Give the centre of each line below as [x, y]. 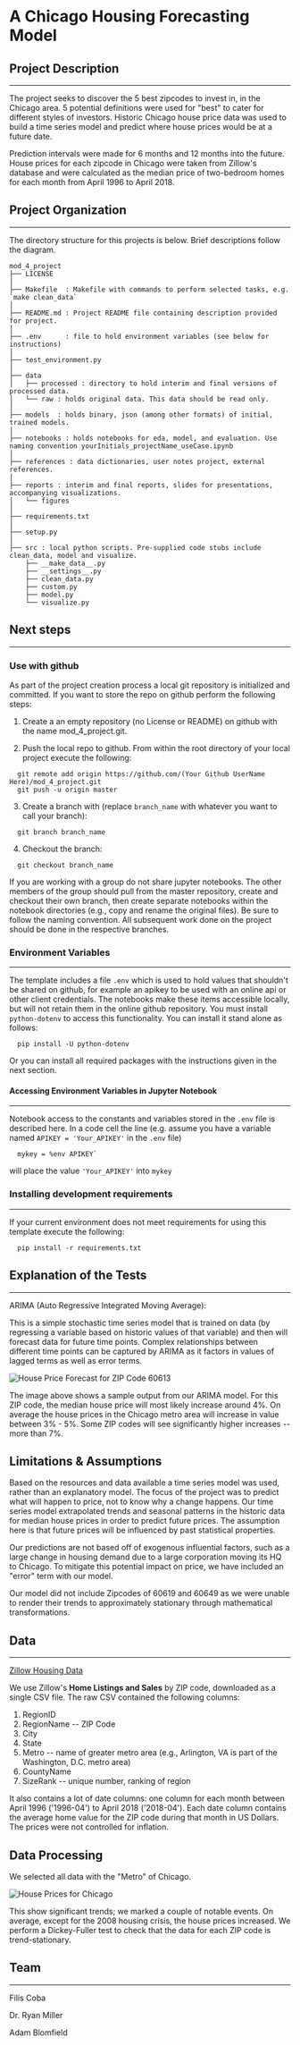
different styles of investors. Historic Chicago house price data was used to [148, 117]
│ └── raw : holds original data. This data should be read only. [139, 399]
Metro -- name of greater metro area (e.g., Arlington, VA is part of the [150, 1753]
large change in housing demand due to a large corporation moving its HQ [146, 1557]
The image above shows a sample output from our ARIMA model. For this [144, 1395]
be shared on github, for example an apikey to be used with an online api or [148, 990]
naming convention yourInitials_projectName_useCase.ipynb [121, 446]
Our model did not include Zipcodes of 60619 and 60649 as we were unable [150, 1593]
